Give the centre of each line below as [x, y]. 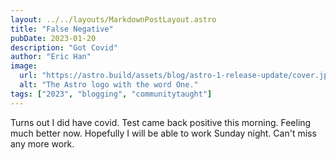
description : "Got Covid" [64, 47]
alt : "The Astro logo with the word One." [109, 85]
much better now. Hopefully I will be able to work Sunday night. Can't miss [163, 133]
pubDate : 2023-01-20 [53, 38]
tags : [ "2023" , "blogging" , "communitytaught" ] [111, 94]
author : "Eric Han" [51, 57]
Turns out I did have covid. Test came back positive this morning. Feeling [161, 122]
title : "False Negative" [62, 29]
